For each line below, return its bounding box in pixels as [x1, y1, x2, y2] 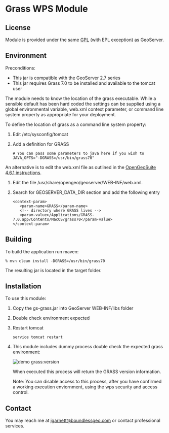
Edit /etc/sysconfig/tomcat [12, 131, 68, 137]
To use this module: [5, 295, 47, 302]
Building [5, 235, 32, 244]
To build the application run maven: [5, 248, 79, 254]
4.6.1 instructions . [5, 170, 42, 176]
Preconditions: [5, 64, 35, 71]
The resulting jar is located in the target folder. [5, 267, 102, 273]
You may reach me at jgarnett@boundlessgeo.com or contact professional [5, 417, 160, 424]
